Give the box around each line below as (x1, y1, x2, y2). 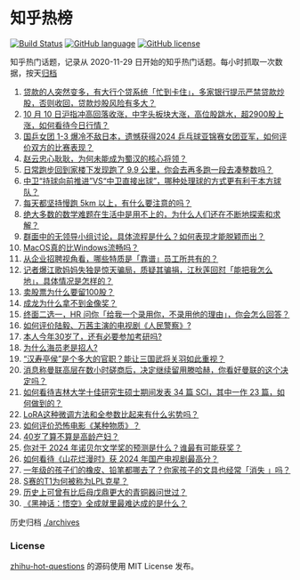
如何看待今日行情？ (38, 119, 109, 130)
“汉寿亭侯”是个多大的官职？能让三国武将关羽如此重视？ (22, 353, 226, 364)
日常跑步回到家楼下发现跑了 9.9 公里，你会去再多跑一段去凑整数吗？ (22, 164, 274, 174)
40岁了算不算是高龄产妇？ (22, 431, 119, 441)
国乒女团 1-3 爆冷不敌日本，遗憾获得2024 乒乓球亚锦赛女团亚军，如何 (22, 131, 280, 141)
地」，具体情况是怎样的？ (22, 275, 114, 286)
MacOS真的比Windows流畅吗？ (22, 242, 140, 253)
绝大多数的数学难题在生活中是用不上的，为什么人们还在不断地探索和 (22, 208, 273, 219)
